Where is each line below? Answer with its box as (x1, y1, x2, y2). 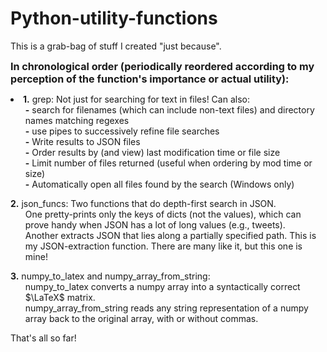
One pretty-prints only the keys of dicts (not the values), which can (24, 208, 302, 220)
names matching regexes (24, 114, 130, 126)
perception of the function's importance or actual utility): (10, 72, 290, 86)
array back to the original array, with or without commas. (24, 312, 259, 324)
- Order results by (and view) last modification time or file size (24, 146, 281, 158)
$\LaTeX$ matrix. (24, 291, 96, 303)
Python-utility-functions (10, 7, 218, 30)
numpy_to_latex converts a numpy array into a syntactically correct (24, 280, 301, 292)
